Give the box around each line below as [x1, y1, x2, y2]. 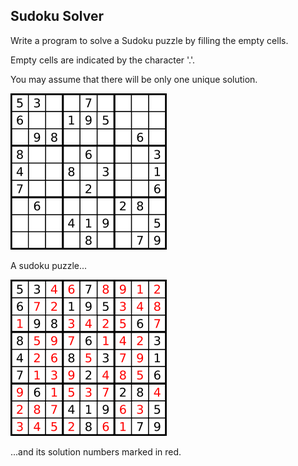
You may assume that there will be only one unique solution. [10, 73, 258, 85]
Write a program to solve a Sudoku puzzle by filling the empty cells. [10, 34, 289, 46]
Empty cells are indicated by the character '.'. [10, 54, 196, 66]
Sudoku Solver [10, 8, 104, 25]
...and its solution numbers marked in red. [10, 445, 182, 458]
